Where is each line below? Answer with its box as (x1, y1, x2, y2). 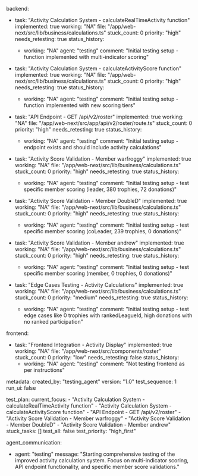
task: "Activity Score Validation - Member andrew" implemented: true (14, 239, 184, 246)
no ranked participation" (23, 318, 83, 325)
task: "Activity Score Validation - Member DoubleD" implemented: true (14, 198, 187, 204)
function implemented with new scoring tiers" (23, 102, 136, 109)
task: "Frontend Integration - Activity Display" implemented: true (14, 342, 172, 348)
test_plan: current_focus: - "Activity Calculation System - (6, 396, 145, 403)
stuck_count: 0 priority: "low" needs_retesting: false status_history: (14, 354, 180, 361)
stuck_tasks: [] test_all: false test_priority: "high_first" (6, 428, 137, 434)
